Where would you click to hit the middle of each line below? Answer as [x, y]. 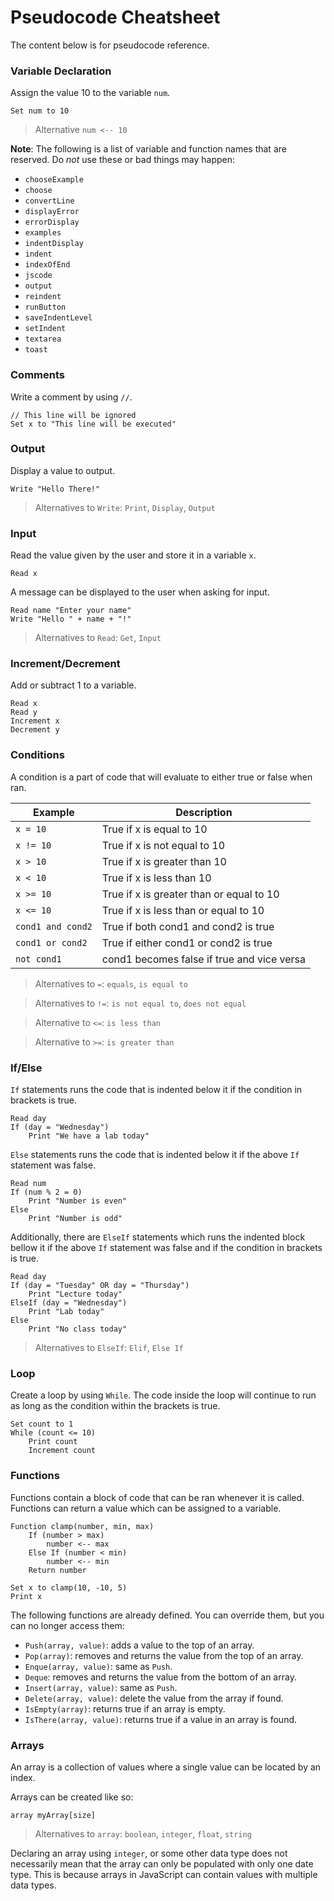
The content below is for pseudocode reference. [110, 45]
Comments [37, 375]
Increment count [62, 1451]
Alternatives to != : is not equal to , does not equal [140, 1003]
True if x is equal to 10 [154, 829]
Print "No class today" [78, 1329]
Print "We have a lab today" [89, 1136]
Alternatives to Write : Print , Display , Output [125, 507]
